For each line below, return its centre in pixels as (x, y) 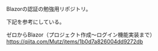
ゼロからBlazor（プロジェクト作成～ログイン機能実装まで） (81, 35)
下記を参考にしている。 (36, 22)
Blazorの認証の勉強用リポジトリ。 (49, 9)
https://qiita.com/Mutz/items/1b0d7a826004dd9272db (75, 42)
